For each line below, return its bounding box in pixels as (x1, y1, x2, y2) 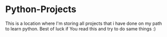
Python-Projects (5, 4, 77, 15)
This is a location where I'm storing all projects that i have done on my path (5, 20, 162, 26)
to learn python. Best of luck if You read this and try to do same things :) (5, 25, 156, 31)
